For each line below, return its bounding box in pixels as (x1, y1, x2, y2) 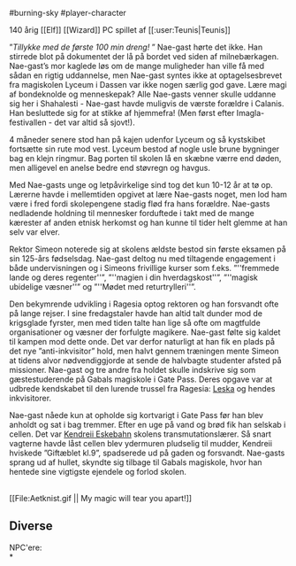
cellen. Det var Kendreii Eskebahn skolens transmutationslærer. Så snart (9, 429, 272, 439)
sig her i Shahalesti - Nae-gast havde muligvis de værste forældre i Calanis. (9, 98, 285, 109)
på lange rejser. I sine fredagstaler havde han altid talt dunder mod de (9, 308, 263, 318)
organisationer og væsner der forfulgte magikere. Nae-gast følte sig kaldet (9, 327, 281, 337)
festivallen (9, 117, 47, 128)
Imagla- (236, 108, 265, 118)
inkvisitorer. (9, 393, 51, 403)
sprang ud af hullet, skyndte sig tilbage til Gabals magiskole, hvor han (9, 457, 262, 468)
